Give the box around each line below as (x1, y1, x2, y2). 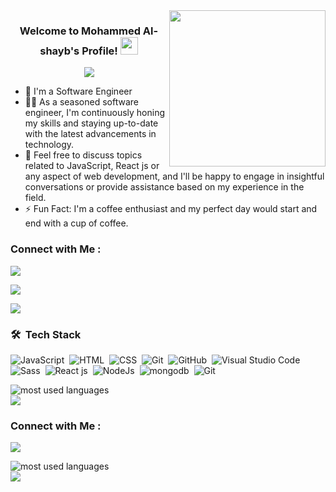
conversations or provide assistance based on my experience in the (24, 181, 305, 193)
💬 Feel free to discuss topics (24, 149, 143, 161)
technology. (24, 139, 75, 151)
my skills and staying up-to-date (24, 117, 159, 129)
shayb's (39, 44, 80, 58)
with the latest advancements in (24, 128, 157, 140)
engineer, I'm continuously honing (24, 107, 166, 119)
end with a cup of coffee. (24, 217, 129, 229)
